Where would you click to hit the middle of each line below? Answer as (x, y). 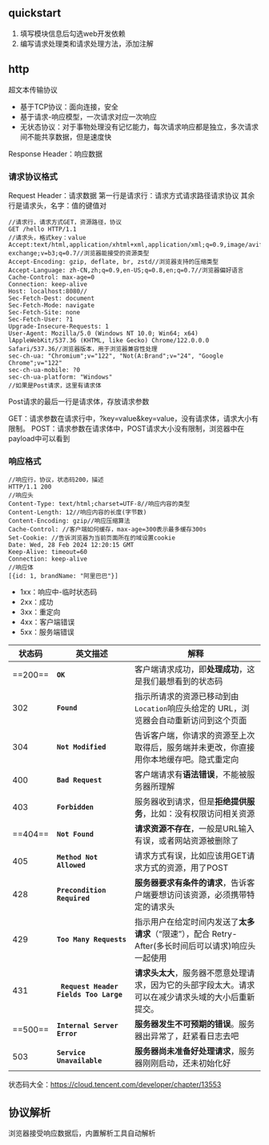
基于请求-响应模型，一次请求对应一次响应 (88, 116)
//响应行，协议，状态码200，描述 (56, 480)
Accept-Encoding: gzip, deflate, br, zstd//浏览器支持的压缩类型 (113, 261)
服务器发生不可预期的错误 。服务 (195, 1024)
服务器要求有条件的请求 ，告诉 (191, 883)
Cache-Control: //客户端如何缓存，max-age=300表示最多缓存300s (107, 530)
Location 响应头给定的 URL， (188, 709)
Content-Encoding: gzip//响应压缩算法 (69, 521)
